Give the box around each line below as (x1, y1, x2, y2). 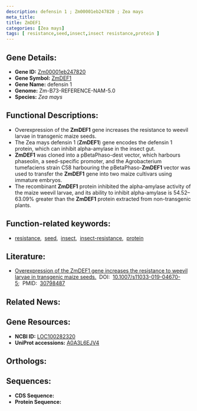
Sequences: (6, 376, 51, 386)
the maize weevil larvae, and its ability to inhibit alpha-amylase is (14, 189, 172, 196)
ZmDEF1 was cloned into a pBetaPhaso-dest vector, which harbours (14, 151, 181, 158)
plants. (14, 202, 31, 209)
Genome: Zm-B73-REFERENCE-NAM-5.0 (14, 87, 116, 94)
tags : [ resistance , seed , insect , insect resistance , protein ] (6, 31, 160, 37)
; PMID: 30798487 (18, 280, 65, 287)
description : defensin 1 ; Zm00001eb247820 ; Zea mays (6, 8, 144, 15)
